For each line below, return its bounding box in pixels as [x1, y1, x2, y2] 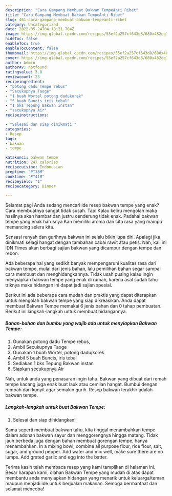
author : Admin [5, 60, 36, 65]
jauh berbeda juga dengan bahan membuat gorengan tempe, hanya [5, 437, 148, 444]
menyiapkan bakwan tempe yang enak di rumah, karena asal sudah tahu [5, 277, 158, 283]
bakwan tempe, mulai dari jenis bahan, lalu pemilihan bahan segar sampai [5, 265, 161, 272]
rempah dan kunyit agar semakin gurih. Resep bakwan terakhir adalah [5, 387, 153, 393]
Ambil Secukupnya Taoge [12, 344, 67, 350]
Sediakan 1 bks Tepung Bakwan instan [12, 360, 94, 367]
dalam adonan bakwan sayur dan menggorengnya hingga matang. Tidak [5, 432, 158, 438]
